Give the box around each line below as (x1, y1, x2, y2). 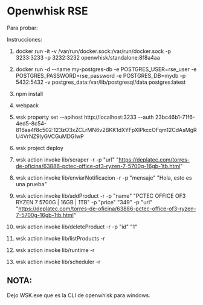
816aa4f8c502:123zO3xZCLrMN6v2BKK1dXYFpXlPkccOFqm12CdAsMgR (15, 126, 197, 133)
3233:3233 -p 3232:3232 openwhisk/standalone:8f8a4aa (15, 54, 161, 61)
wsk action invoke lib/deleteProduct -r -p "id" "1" (15, 223, 138, 230)
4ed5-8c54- (15, 119, 47, 127)
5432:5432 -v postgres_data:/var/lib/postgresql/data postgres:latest (15, 78, 186, 86)
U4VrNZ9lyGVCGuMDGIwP (15, 133, 84, 140)
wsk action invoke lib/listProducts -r (15, 234, 105, 242)
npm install (15, 90, 43, 97)
